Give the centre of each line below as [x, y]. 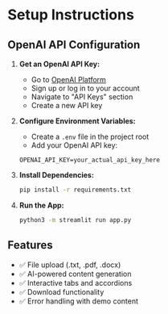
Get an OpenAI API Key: [59, 64]
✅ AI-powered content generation [75, 274]
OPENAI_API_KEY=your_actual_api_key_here [89, 160]
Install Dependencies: [56, 175]
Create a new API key [67, 105]
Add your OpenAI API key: [74, 145]
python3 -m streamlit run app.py [75, 220]
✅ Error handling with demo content [78, 301]
